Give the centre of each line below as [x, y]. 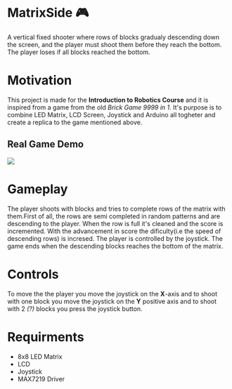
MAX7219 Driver [41, 378]
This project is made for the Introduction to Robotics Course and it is [108, 100]
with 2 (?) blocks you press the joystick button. [75, 308]
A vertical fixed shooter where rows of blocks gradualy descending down [114, 37]
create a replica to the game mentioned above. [75, 122]
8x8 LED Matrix [40, 356]
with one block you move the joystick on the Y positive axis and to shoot [112, 301]
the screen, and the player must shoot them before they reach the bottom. [115, 44]
